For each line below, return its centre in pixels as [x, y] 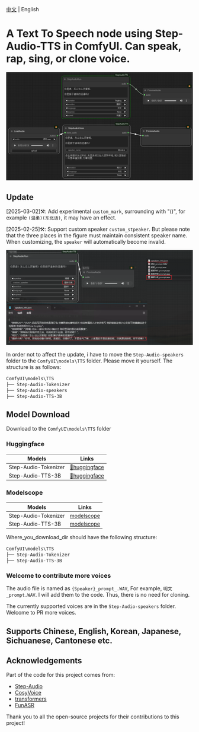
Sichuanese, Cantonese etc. [59, 640]
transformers [31, 699]
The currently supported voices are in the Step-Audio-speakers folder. [91, 606]
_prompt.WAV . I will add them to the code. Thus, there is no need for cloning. [98, 595]
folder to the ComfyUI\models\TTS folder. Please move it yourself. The [89, 361]
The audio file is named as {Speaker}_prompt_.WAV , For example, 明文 [89, 588]
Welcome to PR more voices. [41, 613]
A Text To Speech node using [79, 34]
